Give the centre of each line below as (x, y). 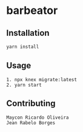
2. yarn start (24, 85)
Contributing (31, 104)
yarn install (23, 47)
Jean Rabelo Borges (31, 123)
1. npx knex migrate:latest (42, 79)
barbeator (32, 11)
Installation (28, 33)
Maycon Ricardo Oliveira (38, 117)
